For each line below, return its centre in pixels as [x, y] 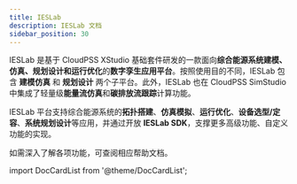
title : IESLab [35, 17]
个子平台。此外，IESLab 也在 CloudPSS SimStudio [195, 82]
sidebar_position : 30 [49, 34]
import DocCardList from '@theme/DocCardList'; [98, 171]
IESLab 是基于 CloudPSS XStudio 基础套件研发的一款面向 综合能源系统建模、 [148, 60]
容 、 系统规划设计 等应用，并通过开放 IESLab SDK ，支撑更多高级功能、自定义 [149, 123]
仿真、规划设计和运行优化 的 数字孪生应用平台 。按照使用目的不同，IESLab [142, 71]
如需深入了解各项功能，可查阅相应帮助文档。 [91, 153]
